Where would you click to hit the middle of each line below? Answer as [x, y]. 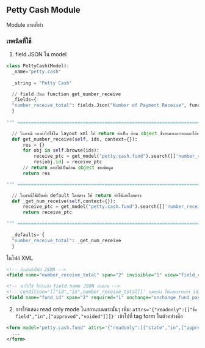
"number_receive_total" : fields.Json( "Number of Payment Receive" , [99, 106]
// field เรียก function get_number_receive [67, 94]
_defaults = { [28, 235]
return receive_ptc [47, 213]
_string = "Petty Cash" [42, 83]
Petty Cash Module [43, 10]
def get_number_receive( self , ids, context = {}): [75, 139]
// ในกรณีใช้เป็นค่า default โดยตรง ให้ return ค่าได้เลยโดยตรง [77, 195]
